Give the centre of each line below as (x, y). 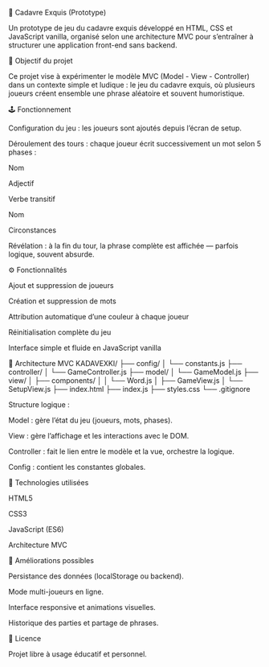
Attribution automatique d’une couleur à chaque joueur (99, 317)
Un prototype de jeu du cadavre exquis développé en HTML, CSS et (120, 28)
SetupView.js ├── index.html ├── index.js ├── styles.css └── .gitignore (129, 389)
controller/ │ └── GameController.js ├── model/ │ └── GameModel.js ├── (133, 372)
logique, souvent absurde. (51, 254)
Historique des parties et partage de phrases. (84, 623)
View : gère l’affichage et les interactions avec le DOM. (99, 436)
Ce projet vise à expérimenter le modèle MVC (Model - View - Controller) (129, 76)
